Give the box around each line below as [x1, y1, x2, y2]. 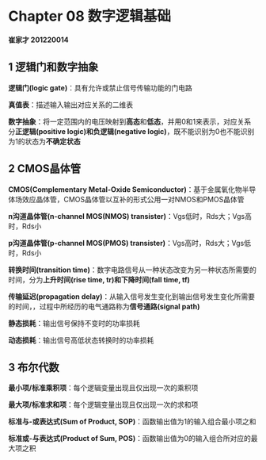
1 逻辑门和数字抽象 [8, 60, 99, 74]
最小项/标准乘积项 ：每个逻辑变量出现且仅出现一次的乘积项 [8, 383, 199, 393]
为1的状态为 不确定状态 [8, 136, 81, 146]
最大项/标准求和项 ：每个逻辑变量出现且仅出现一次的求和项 [8, 400, 199, 409]
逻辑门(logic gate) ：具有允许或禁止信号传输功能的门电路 [8, 82, 192, 92]
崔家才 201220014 [8, 35, 69, 44]
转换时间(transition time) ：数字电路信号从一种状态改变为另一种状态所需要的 [8, 265, 257, 274]
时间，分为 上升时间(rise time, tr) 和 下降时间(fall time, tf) [8, 274, 190, 284]
